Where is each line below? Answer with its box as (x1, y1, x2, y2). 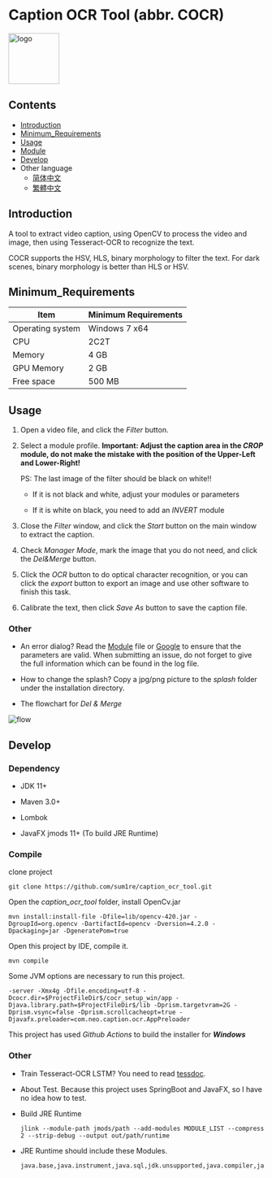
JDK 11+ (19, 781, 47, 791)
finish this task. (19, 587, 71, 597)
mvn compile (8, 957, 49, 965)
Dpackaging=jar (8, 927, 60, 936)
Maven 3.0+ (19, 797, 61, 806)
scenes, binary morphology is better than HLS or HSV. (8, 262, 189, 272)
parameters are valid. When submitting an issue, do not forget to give (19, 650, 253, 660)
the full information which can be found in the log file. (19, 659, 200, 668)
